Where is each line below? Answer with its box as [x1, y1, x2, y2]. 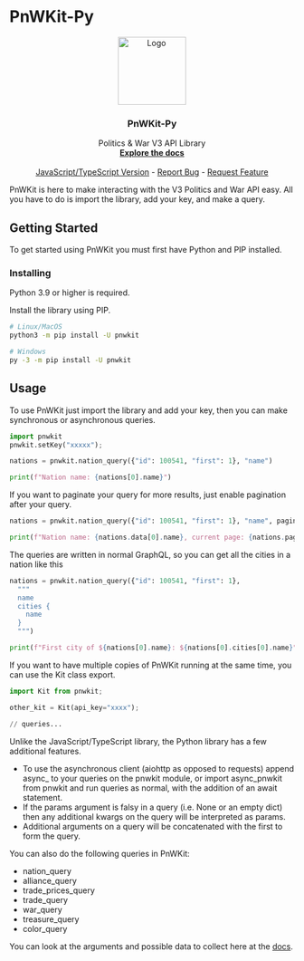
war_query [22, 904, 63, 915]
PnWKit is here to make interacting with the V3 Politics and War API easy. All [9, 184, 294, 196]
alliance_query [22, 875, 77, 886]
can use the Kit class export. [9, 668, 116, 680]
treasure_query [22, 913, 80, 925]
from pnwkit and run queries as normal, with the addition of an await [22, 782, 278, 793]
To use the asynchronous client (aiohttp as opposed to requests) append [22, 763, 295, 774]
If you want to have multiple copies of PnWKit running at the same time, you [9, 659, 292, 670]
